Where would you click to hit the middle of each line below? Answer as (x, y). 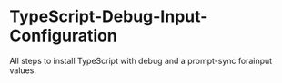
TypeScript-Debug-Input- (109, 17)
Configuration (64, 36)
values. (23, 70)
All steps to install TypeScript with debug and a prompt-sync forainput (141, 60)
